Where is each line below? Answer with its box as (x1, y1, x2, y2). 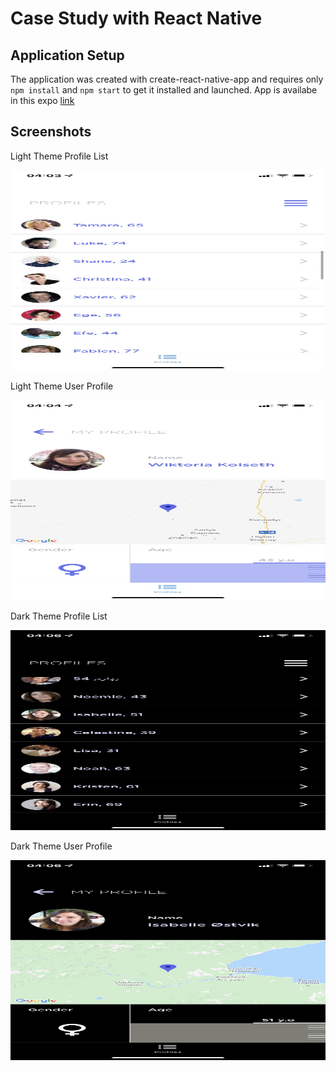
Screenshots (10, 123, 92, 141)
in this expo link (10, 95, 75, 106)
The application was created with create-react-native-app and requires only (10, 73, 324, 85)
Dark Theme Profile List (10, 610, 108, 622)
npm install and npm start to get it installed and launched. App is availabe (10, 84, 318, 96)
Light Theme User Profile (10, 380, 114, 392)
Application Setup (10, 47, 125, 64)
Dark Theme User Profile (10, 840, 113, 852)
